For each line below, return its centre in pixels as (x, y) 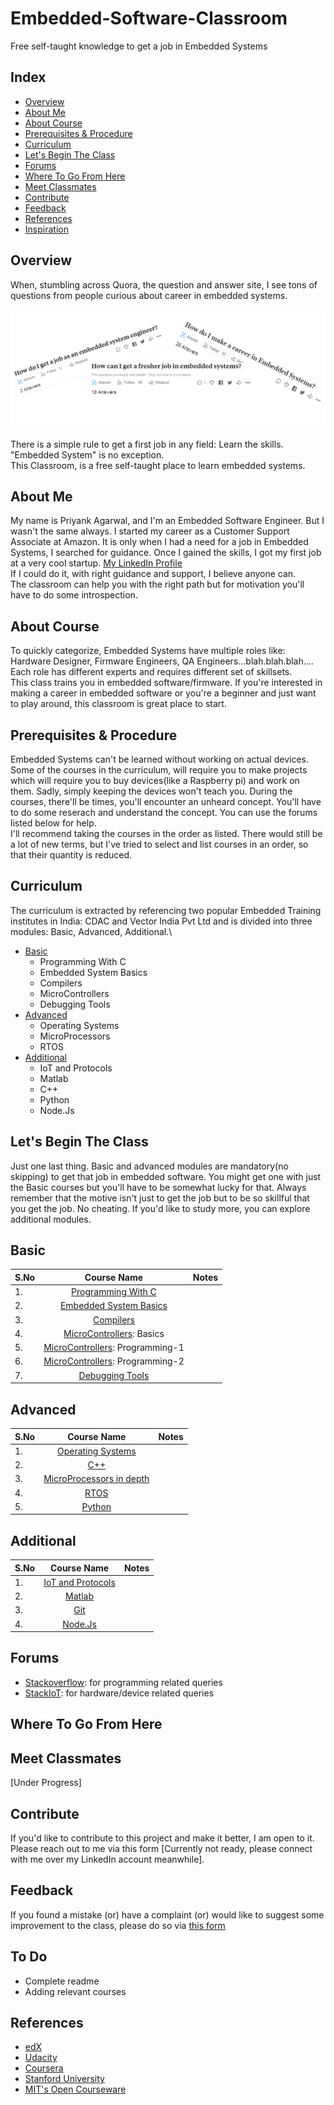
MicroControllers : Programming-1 (114, 1348)
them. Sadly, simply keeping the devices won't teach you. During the (151, 791)
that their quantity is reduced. (71, 855)
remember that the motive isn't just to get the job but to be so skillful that (160, 1198)
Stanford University (64, 2079)
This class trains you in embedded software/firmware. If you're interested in (166, 683)
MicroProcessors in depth (96, 1479)
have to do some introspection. (74, 595)
